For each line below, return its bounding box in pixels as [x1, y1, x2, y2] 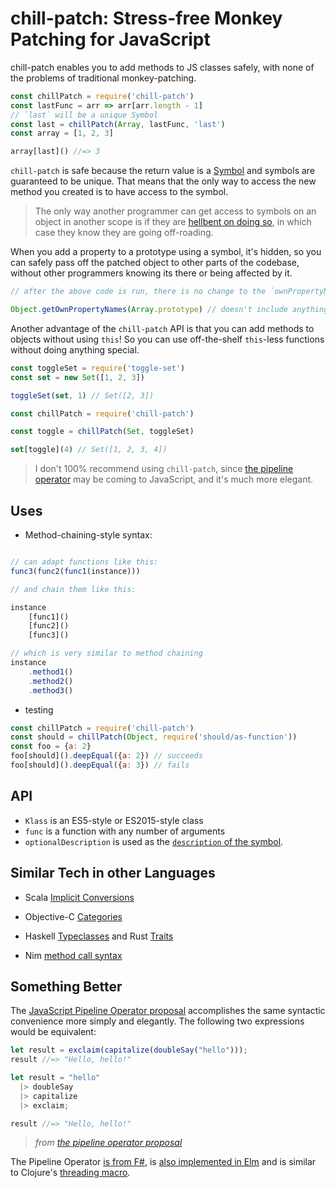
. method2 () [28, 676, 74, 686]
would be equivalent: [10, 1026, 97, 1038]
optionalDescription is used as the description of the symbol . [24, 835, 284, 847]
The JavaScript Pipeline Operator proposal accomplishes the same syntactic [10, 1005, 326, 1017]
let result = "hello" [10, 1073, 101, 1083]
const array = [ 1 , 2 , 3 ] [10, 128, 114, 139]
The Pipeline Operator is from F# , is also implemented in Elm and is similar [10, 1156, 317, 1168]
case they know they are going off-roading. [34, 227, 214, 239]
